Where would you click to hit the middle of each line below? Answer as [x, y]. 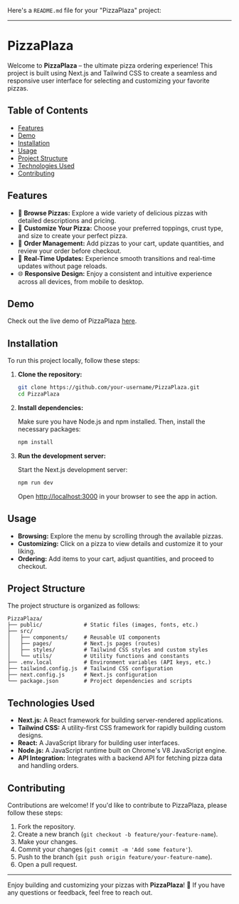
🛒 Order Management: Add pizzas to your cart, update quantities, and [121, 243]
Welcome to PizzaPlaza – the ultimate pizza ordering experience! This [110, 65]
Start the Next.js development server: [73, 469]
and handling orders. [48, 766]
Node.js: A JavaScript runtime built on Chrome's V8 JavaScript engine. [122, 751]
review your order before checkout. [70, 251]
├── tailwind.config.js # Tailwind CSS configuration [90, 669]
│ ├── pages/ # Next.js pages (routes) [84, 644]
